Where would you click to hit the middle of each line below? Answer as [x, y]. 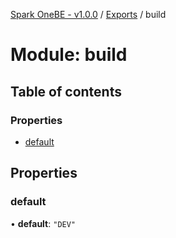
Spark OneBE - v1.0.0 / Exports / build [88, 14]
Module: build [69, 55]
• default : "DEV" [43, 223]
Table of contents [66, 91]
